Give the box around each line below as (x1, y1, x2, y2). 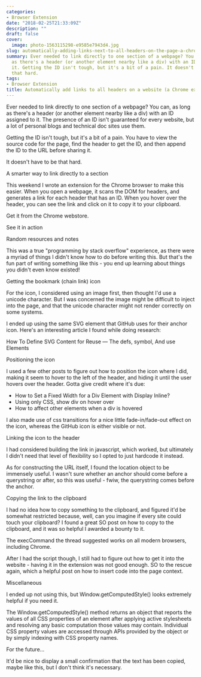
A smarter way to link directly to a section (6, 170, 109, 177)
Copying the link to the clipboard (6, 494, 87, 501)
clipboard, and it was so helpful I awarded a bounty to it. (6, 525, 145, 532)
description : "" (6, 25, 47, 32)
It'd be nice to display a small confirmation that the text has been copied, (6, 657, 186, 664)
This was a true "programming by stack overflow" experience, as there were (6, 247, 194, 254)
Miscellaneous (6, 579, 42, 586)
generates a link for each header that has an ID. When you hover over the (6, 194, 187, 201)
